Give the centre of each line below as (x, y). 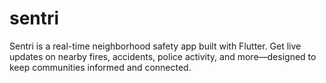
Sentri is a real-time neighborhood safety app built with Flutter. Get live (155, 46)
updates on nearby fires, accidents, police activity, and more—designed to (163, 56)
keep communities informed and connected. (100, 67)
